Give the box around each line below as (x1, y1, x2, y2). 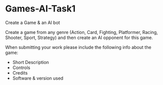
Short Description (12, 59, 49, 65)
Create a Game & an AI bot (5, 19, 60, 25)
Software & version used (12, 75, 64, 81)
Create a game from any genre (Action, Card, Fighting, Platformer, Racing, (5, 29, 158, 35)
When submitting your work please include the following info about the (5, 44, 151, 50)
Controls (12, 64, 31, 70)
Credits (12, 69, 28, 75)
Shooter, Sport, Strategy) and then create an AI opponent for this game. (5, 34, 153, 40)
